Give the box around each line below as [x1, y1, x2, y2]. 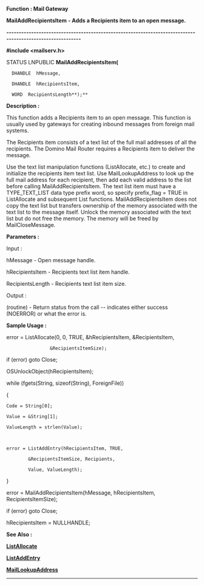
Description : [6, 103, 40, 109]
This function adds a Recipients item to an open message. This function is [6, 114, 191, 121]
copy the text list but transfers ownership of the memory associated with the [6, 202, 197, 209]
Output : [6, 292, 27, 299]
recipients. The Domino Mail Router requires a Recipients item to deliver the [6, 145, 195, 152]
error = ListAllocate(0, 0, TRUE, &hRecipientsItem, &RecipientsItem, [6, 334, 175, 340]
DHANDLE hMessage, [12, 70, 61, 76]
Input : [6, 245, 22, 252]
